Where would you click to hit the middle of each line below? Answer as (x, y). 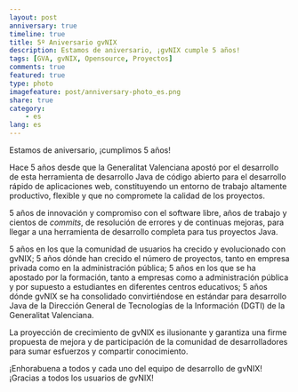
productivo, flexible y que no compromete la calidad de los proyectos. (137, 196)
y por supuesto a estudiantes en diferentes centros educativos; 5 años (139, 287)
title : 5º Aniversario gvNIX (63, 42)
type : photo (31, 84)
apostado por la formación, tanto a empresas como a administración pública (149, 277)
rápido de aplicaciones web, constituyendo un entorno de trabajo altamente (148, 186)
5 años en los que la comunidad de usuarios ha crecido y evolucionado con (148, 249)
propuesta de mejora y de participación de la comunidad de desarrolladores (149, 342)
